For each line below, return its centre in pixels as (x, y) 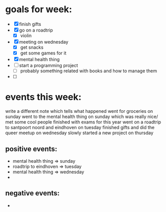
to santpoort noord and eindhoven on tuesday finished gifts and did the (80, 128)
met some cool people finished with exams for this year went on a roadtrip (83, 122)
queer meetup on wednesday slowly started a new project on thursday (79, 133)
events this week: (43, 97)
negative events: (33, 193)
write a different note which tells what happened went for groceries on (79, 111)
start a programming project (49, 66)
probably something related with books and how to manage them (89, 71)
